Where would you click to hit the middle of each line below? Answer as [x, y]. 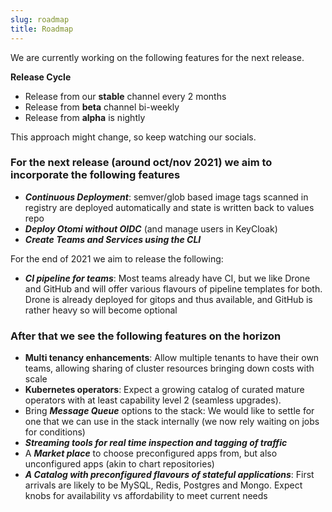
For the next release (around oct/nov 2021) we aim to [141, 163]
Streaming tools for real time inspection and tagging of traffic [156, 443]
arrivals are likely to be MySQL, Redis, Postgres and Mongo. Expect [163, 485]
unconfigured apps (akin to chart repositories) [119, 464]
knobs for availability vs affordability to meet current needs [146, 496]
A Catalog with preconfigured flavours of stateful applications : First [169, 475]
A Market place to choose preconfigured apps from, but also [151, 453]
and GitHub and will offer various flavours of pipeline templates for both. [173, 288]
